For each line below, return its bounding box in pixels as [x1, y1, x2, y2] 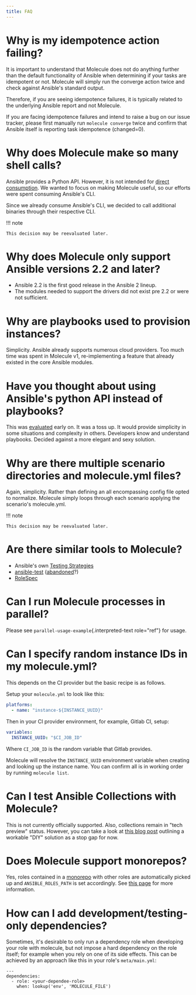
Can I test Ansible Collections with [6, 790, 177, 802]
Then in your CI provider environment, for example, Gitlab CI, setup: [6, 718, 170, 725]
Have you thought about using [6, 379, 156, 393]
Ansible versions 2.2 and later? [6, 262, 161, 276]
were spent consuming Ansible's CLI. [6, 190, 96, 197]
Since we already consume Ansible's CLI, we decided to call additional [6, 201, 177, 208]
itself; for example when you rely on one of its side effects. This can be [6, 951, 177, 958]
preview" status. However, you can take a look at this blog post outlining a [6, 828, 184, 835]
